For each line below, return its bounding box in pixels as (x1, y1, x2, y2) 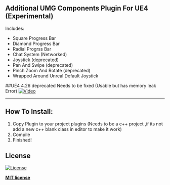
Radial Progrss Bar (12, 45, 52, 52)
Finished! (12, 136, 32, 143)
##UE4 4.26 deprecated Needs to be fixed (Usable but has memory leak (5, 82, 157, 88)
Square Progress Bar (12, 35, 56, 41)
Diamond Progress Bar (12, 40, 60, 47)
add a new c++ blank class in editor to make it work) (12, 126, 122, 132)
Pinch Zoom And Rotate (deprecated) (12, 67, 91, 73)
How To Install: (5, 107, 53, 116)
